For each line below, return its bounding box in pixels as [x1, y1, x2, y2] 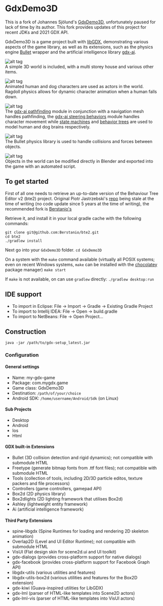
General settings [5, 363, 40, 370]
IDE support [5, 290, 42, 299]
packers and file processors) [12, 480, 70, 486]
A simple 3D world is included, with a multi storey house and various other [5, 64, 154, 70]
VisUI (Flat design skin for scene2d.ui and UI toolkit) [12, 549, 117, 555]
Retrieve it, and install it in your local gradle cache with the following [5, 215, 142, 221]
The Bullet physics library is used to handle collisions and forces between [5, 138, 153, 144]
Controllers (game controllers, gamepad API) [12, 485, 102, 491]
